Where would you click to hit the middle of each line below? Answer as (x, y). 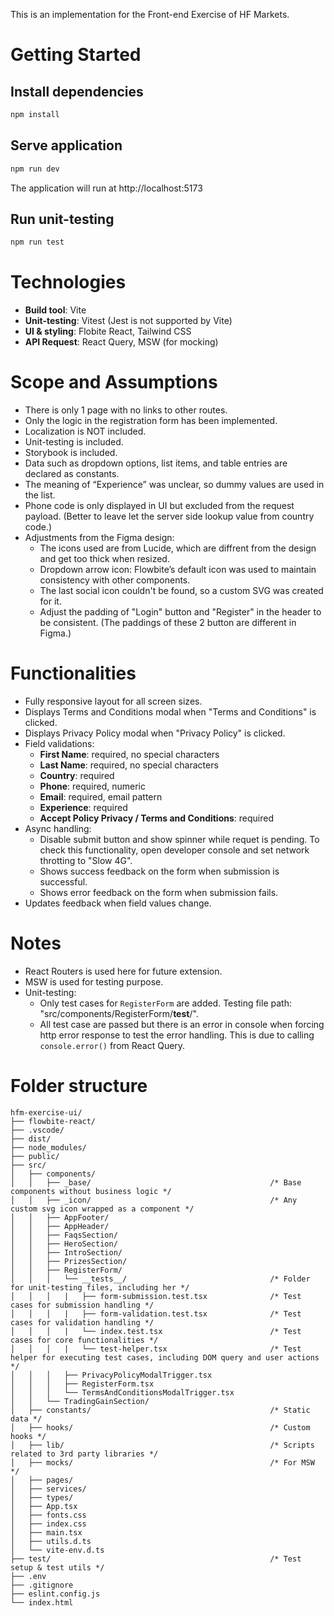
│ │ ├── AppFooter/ (60, 1217)
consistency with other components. (115, 580)
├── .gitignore (42, 1585)
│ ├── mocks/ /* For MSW (162, 1462)
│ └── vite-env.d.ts (57, 1550)
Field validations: (59, 744)
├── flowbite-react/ (53, 1121)
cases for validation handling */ (82, 1322)
